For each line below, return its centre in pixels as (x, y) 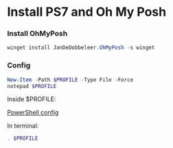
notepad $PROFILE (32, 86)
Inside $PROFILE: (32, 99)
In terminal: (23, 126)
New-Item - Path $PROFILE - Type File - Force (70, 80)
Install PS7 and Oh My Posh (87, 12)
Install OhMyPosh (37, 34)
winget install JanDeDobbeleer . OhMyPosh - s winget (81, 48)
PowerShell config (33, 113)
